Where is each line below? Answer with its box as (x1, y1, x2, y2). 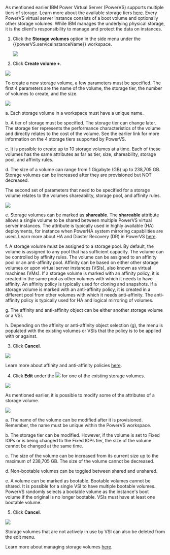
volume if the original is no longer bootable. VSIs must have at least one (5, 494, 155, 500)
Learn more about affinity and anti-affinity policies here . (5, 363, 122, 368)
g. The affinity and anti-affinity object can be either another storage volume (5, 307, 163, 313)
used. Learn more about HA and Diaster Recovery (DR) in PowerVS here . (5, 234, 157, 239)
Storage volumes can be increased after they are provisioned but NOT (5, 172, 152, 178)
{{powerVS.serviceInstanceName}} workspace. (12, 41, 113, 47)
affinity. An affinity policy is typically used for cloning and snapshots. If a (5, 281, 157, 287)
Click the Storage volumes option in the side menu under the (12, 36, 141, 42)
